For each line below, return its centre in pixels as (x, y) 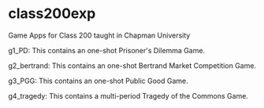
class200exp (52, 14)
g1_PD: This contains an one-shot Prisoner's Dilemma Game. (107, 50)
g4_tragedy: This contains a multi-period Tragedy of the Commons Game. (128, 95)
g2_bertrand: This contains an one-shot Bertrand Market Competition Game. (132, 65)
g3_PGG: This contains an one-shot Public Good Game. (99, 81)
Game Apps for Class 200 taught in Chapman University (99, 35)
